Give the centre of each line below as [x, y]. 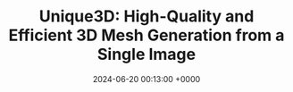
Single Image [146, 54]
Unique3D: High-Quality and [146, 17]
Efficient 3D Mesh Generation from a [146, 35]
